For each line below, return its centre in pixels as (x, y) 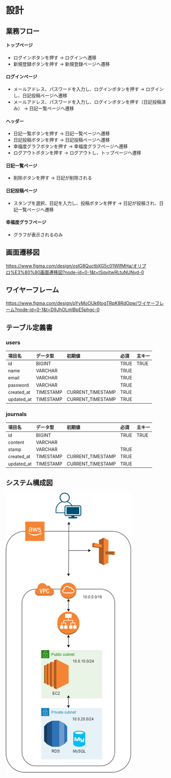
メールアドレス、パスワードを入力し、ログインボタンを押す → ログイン (89, 89)
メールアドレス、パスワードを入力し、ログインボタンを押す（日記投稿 (87, 102)
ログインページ (22, 77)
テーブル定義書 (29, 327)
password (18, 385)
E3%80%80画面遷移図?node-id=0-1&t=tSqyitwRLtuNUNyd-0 (79, 272)
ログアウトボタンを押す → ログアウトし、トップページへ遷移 (77, 153)
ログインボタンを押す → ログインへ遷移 (55, 58)
